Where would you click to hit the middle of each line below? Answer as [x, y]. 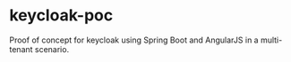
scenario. [52, 49]
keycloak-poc [61, 15]
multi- [271, 40]
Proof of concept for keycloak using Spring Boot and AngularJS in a [134, 40]
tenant [21, 49]
